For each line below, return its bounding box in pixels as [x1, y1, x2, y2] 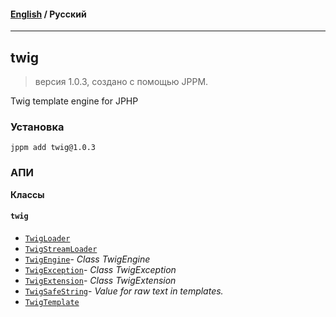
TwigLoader [24, 233, 71, 244]
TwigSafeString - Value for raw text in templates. [24, 285, 224, 297]
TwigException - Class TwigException [24, 263, 177, 275]
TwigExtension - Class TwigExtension [24, 274, 177, 286]
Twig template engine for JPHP [10, 95, 139, 107]
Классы [10, 188, 45, 200]
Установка [10, 120, 65, 134]
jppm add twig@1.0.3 [10, 143, 97, 153]
